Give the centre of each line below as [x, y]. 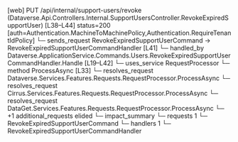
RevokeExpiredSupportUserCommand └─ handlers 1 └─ [90, 123]
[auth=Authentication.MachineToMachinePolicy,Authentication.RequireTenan [119, 33]
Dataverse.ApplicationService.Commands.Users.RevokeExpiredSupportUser [119, 55]
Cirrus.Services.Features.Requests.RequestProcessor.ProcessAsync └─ [113, 93]
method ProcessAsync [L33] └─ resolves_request [81, 71]
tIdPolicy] [21, 40]
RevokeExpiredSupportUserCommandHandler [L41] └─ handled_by [106, 48]
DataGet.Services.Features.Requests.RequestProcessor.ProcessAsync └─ [116, 108]
